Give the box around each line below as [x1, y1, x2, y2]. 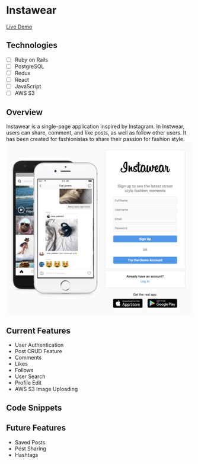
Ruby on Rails [14, 56, 49, 63]
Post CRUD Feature [14, 348, 62, 355]
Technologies [6, 40, 58, 50]
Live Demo [6, 23, 33, 30]
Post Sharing [14, 445, 46, 452]
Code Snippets [6, 402, 62, 412]
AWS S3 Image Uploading [14, 386, 78, 393]
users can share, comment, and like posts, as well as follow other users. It [6, 129, 187, 136]
